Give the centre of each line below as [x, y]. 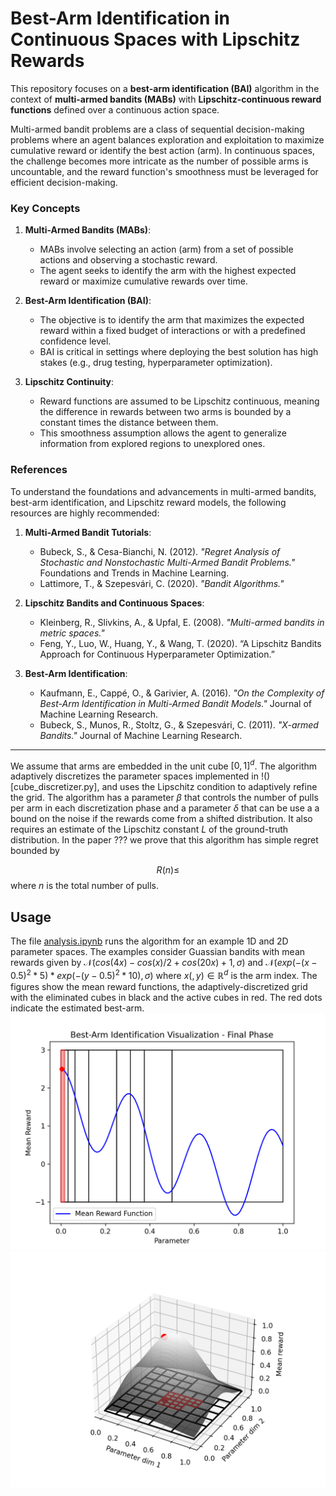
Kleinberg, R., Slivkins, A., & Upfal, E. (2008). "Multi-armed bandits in [182, 622]
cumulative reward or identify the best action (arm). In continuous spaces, [163, 150]
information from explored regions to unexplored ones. [152, 444]
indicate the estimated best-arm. [77, 1008]
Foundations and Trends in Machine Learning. [134, 573]
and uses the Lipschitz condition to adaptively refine [209, 787]
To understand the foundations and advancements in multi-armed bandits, [163, 491]
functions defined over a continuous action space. [115, 109]
